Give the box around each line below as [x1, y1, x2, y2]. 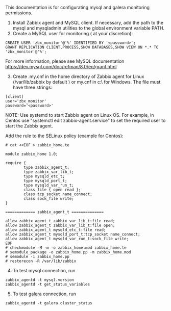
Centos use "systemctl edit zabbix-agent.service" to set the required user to [5, 117, 166, 123]
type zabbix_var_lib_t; [23, 169, 74, 174]
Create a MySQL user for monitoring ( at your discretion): [12, 31, 133, 36]
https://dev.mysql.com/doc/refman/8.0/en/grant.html [5, 64, 117, 69]
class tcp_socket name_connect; [23, 192, 93, 197]
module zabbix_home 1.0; [5, 151, 58, 157]
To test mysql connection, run [12, 268, 76, 273]
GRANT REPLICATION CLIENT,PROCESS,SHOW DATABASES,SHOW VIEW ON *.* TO [5, 45, 159, 50]
